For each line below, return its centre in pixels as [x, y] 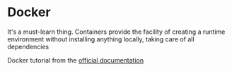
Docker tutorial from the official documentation [75, 60]
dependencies [28, 46]
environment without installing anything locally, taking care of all [101, 39]
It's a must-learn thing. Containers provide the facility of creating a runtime [116, 32]
